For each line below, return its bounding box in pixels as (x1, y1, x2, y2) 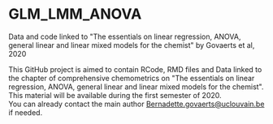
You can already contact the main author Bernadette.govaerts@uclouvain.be (8, 99, 265, 109)
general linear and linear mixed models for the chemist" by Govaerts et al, (8, 40, 255, 49)
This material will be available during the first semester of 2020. (8, 90, 222, 100)
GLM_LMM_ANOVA (8, 5, 142, 24)
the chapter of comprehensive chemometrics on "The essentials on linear (8, 73, 255, 83)
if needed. (8, 107, 43, 118)
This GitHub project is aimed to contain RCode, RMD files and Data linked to (8, 64, 262, 74)
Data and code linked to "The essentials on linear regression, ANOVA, (8, 32, 241, 41)
